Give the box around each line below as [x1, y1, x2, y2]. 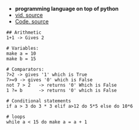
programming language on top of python [14, 5, 119, 12]
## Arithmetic [6, 29, 42, 36]
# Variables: [6, 45, 39, 51]
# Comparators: [6, 66, 45, 72]
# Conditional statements [6, 98, 71, 104]
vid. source [14, 11, 43, 19]
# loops [6, 114, 26, 120]
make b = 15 [6, 56, 36, 62]
